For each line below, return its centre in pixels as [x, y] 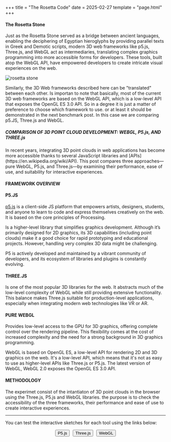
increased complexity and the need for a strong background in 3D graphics [84, 337]
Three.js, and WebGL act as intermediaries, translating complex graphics [81, 52]
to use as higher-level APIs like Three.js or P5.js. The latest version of [78, 363]
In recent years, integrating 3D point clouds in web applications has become [85, 150]
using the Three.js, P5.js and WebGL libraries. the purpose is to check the [82, 397]
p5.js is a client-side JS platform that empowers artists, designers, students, [85, 206]
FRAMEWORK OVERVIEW [33, 183]
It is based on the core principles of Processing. [55, 217]
